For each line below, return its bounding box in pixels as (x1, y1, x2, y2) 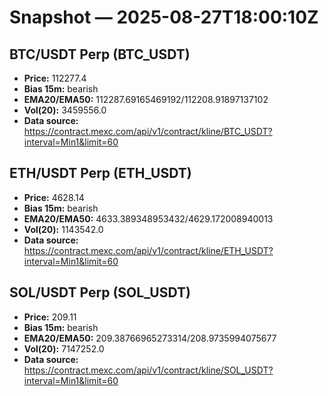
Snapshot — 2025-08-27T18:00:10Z (9, 6, 319, 29)
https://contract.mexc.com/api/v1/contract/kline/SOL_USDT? (23, 364, 274, 376)
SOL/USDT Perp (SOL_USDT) (9, 284, 191, 301)
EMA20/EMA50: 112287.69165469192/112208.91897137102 (23, 94, 269, 105)
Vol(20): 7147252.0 (23, 342, 105, 355)
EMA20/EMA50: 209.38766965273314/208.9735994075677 (23, 332, 277, 344)
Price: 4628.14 (23, 191, 85, 203)
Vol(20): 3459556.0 (23, 104, 107, 116)
